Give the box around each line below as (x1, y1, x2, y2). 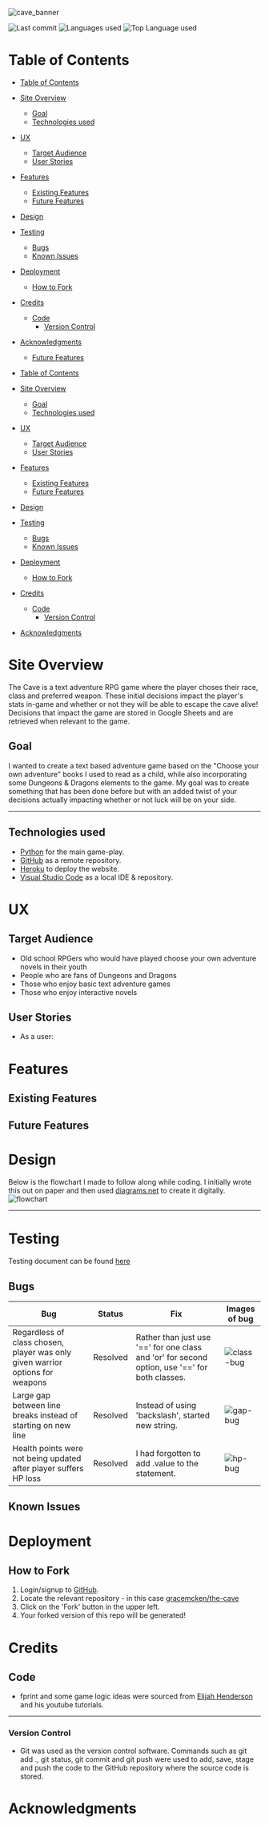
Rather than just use (135, 1331, 211, 1342)
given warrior (12, 1357, 62, 1368)
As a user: (19, 1032, 54, 1041)
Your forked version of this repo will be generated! (19, 1610, 187, 1620)
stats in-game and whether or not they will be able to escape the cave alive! (8, 699, 259, 708)
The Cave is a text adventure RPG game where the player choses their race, (8, 682, 259, 692)
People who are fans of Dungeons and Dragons (19, 970, 178, 980)
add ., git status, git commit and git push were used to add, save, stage (19, 1754, 255, 1764)
